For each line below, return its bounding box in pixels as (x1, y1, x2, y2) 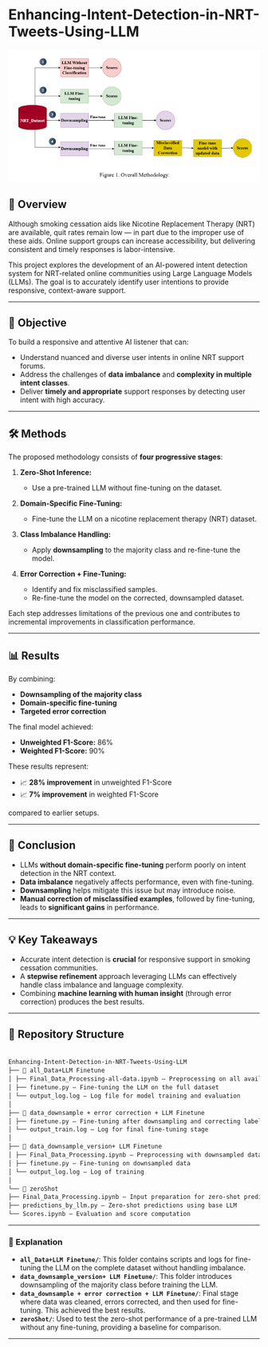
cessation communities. (19, 962, 98, 973)
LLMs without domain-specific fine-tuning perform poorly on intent (19, 860, 246, 869)
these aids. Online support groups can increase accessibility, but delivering (8, 236, 256, 246)
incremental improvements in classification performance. (8, 618, 195, 627)
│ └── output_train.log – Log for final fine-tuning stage (8, 1125, 209, 1133)
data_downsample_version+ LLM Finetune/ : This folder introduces (19, 1272, 233, 1281)
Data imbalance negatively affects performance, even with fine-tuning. (19, 877, 254, 886)
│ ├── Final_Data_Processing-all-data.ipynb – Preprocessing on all (8, 1075, 241, 1083)
